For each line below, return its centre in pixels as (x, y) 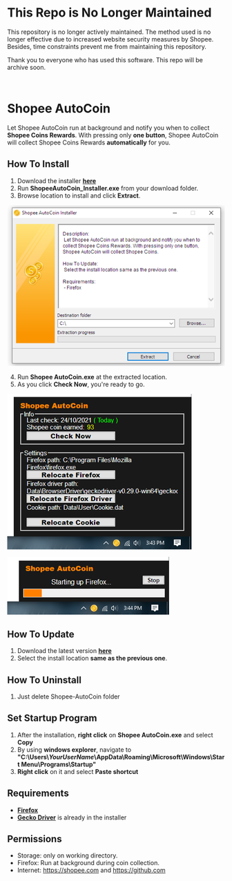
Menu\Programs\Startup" (59, 764)
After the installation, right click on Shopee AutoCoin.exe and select (115, 735)
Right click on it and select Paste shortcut (78, 771)
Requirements (38, 794)
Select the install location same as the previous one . (92, 659)
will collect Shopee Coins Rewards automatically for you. (89, 142)
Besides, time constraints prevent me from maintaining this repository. (107, 46)
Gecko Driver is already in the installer (72, 817)
